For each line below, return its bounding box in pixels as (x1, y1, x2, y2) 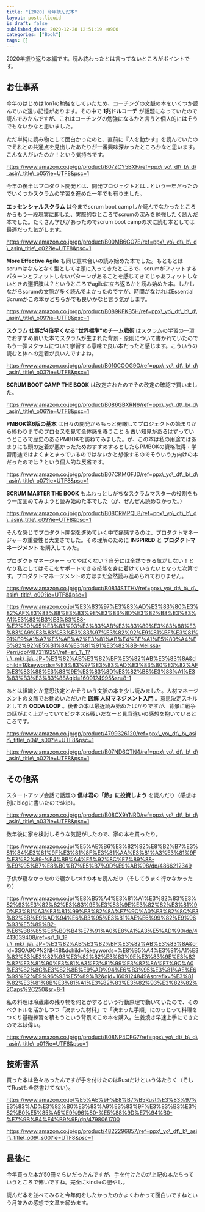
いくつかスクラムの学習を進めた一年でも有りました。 (11, 190, 145, 197)
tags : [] (6, 37, 29, 43)
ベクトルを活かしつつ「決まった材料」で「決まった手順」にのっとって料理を (6, 1006, 198, 1013)
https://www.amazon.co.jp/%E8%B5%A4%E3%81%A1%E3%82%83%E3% (6, 894, 196, 902)
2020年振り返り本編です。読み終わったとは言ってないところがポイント (6, 55, 185, 62)
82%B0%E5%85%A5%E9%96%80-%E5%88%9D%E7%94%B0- (6, 1109, 173, 1117)
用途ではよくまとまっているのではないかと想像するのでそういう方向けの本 (11, 450, 198, 458)
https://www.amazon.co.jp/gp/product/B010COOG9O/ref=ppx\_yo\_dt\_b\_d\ (6, 362, 198, 369)
